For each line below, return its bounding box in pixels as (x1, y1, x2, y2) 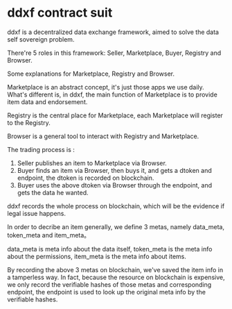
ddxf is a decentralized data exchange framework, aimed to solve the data (7, 28, 220, 36)
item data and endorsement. (7, 97, 88, 106)
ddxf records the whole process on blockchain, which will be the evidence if (7, 201, 225, 210)
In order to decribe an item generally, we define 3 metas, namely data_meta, (7, 222, 225, 231)
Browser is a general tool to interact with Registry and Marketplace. (7, 132, 199, 140)
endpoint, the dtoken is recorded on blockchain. (17, 174, 154, 182)
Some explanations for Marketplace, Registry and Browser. (7, 69, 175, 78)
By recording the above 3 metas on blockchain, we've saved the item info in (7, 265, 224, 274)
